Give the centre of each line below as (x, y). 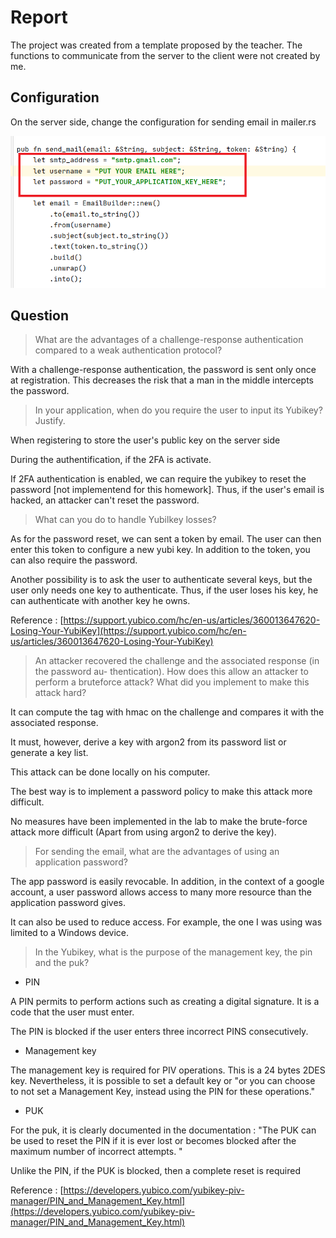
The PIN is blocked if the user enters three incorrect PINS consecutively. (159, 1032)
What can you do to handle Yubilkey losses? (125, 520)
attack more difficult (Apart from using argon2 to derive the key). (143, 832)
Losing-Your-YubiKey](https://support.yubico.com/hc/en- (128, 631)
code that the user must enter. (72, 1012)
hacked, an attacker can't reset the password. (105, 500)
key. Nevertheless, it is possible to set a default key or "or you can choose (163, 1081)
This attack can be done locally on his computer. (110, 772)
